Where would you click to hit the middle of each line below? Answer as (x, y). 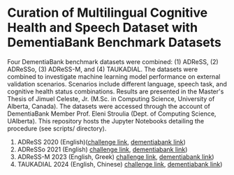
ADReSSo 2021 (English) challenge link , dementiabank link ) (102, 149)
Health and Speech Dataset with (102, 28)
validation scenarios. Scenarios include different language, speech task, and (117, 84)
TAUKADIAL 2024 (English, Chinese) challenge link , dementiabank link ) (120, 164)
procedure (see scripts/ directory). (57, 128)
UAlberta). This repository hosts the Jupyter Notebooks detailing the (106, 121)
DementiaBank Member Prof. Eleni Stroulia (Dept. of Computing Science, (112, 114)
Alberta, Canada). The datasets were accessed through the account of (109, 106)
